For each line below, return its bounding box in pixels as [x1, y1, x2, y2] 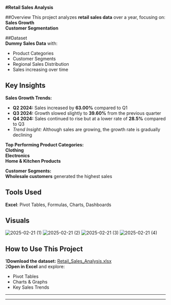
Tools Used [5, 188, 42, 197]
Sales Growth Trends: [5, 94, 52, 101]
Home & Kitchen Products [5, 158, 61, 164]
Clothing [5, 147, 24, 153]
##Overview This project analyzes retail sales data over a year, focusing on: [5, 14, 165, 20]
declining [12, 132, 32, 138]
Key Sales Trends [12, 284, 49, 290]
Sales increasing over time [12, 66, 69, 72]
